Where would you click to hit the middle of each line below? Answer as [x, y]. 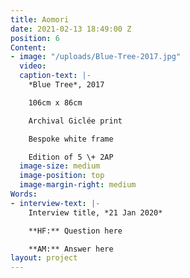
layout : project [44, 258]
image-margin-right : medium [78, 185]
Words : [24, 194]
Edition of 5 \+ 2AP [71, 157]
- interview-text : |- [55, 203]
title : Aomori [40, 19]
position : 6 [35, 38]
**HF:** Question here [75, 231]
